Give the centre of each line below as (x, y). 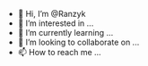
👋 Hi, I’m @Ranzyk (52, 14)
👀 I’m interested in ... (56, 23)
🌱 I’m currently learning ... (65, 33)
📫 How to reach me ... (59, 52)
